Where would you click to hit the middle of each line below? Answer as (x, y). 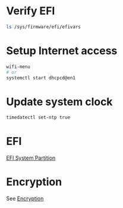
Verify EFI (31, 11)
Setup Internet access (62, 51)
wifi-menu (18, 67)
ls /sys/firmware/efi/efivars (44, 27)
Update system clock (59, 102)
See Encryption (25, 198)
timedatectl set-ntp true (38, 117)
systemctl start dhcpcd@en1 (41, 78)
